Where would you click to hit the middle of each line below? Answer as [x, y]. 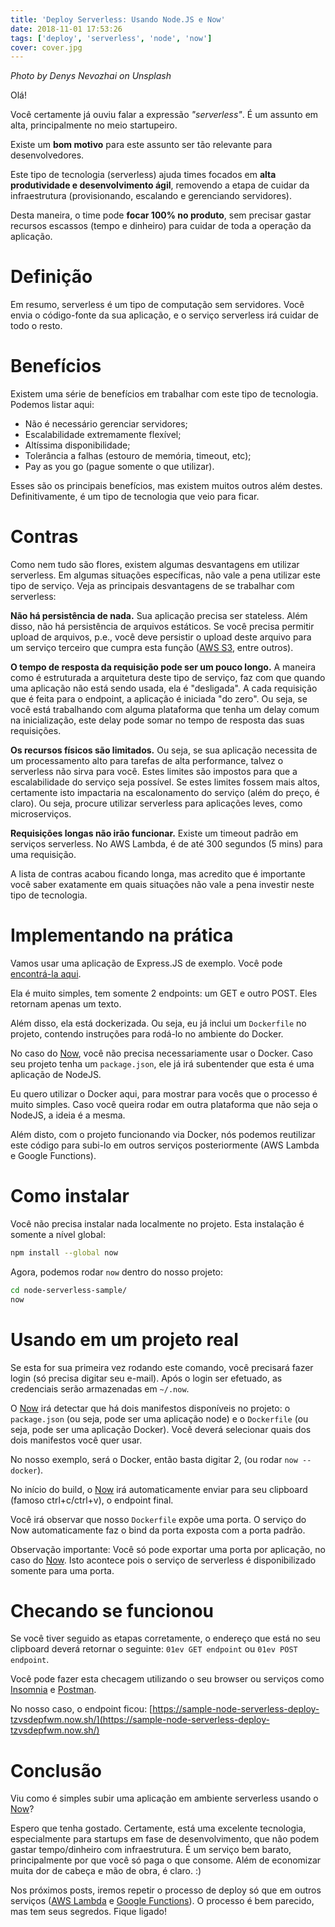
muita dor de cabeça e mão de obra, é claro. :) [106, 1871]
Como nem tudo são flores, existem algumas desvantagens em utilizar [155, 565]
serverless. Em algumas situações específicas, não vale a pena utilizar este [165, 575]
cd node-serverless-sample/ [69, 1290]
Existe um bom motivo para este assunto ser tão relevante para [141, 145]
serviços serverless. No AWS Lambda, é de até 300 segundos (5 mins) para [166, 844]
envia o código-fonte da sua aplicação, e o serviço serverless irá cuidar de [164, 315]
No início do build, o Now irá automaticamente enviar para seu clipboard [159, 1489]
